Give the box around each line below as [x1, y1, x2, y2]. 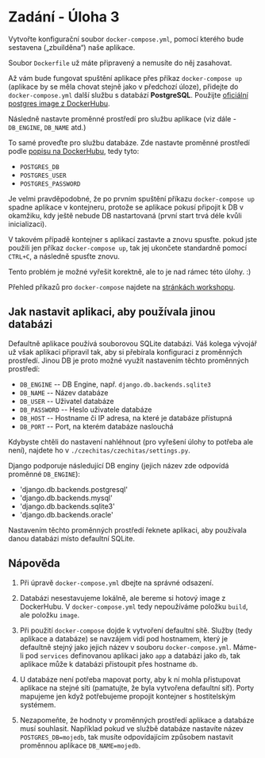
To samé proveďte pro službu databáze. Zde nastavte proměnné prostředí [8, 137, 250, 147]
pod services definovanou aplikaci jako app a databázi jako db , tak [25, 651, 240, 660]
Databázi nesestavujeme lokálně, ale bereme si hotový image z [19, 593, 226, 602]
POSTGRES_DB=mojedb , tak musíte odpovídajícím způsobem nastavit [19, 732, 234, 741]
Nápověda [8, 556, 61, 571]
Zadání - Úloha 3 [8, 8, 120, 26]
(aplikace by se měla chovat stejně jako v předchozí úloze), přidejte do [8, 82, 239, 91]
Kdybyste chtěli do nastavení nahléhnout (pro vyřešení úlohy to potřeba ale [8, 437, 254, 446]
